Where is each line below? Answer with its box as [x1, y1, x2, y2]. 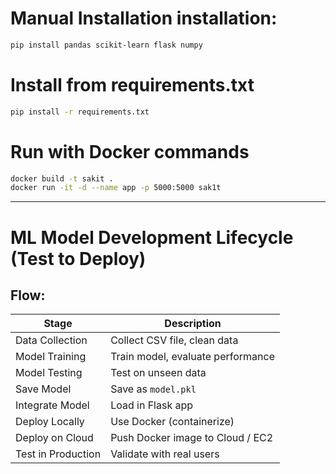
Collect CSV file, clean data [110, 333, 239, 347]
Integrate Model [15, 398, 90, 412]
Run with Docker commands [10, 140, 250, 163]
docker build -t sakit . [10, 173, 114, 184]
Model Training [15, 350, 87, 364]
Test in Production [15, 447, 102, 461]
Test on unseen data [110, 366, 207, 380]
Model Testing [15, 366, 83, 380]
